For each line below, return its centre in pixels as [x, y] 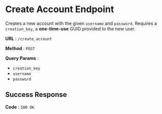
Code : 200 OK [20, 107]
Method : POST [20, 48]
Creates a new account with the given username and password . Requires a [81, 23]
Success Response [36, 95]
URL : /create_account [29, 39]
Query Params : [22, 58]
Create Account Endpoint [60, 9]
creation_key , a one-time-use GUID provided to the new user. [70, 28]
